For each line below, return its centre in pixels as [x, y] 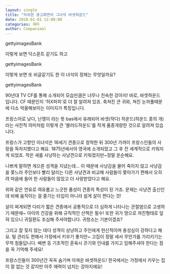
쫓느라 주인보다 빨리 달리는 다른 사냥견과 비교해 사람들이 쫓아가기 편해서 [82, 172]
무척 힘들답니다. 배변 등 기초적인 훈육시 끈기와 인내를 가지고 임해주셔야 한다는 [82, 243]
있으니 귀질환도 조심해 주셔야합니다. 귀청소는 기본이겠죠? [66, 220]
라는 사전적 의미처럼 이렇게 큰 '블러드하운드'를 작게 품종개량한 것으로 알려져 [80, 125]
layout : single [21, 10]
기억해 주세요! [29, 250]
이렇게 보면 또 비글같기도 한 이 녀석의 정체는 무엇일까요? [60, 75]
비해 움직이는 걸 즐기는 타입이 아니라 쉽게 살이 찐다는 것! [66, 196]
